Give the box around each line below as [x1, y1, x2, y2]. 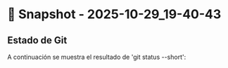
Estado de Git [7, 34, 68, 46]
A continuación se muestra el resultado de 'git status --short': [7, 53, 186, 61]
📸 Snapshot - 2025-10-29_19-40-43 [7, 6, 222, 22]
